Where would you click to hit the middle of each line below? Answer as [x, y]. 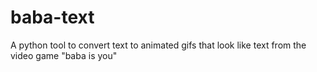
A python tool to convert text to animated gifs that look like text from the [158, 45]
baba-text [52, 17]
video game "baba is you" [64, 55]
